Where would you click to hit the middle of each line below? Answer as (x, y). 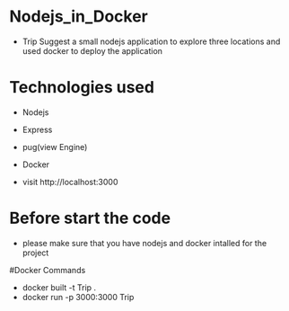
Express (37, 129)
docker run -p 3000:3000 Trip (78, 297)
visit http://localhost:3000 (70, 182)
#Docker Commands (48, 270)
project (35, 253)
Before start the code (90, 218)
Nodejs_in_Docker (79, 17)
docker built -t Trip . (59, 287)
